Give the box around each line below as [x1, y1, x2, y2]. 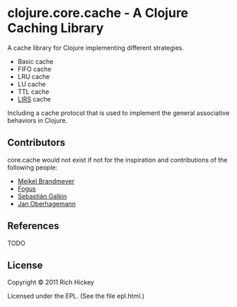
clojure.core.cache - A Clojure [7, 5, 189, 21]
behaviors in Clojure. [7, 116, 68, 125]
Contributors [7, 137, 66, 149]
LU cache [17, 79, 46, 88]
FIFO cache [17, 65, 52, 73]
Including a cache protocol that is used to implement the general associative [7, 108, 230, 117]
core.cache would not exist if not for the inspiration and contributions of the [7, 155, 228, 164]
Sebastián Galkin [17, 191, 67, 200]
